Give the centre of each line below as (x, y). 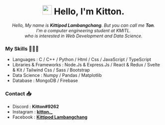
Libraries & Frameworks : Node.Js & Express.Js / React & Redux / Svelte (86, 65)
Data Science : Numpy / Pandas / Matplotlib (57, 75)
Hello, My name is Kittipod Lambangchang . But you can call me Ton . (83, 25)
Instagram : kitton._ (33, 112)
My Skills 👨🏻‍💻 (22, 49)
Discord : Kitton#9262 (36, 106)
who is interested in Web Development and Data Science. (83, 36)
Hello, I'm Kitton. (89, 12)
